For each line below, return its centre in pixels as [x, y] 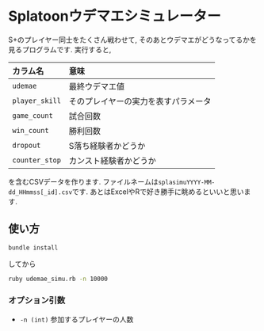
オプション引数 [37, 300]
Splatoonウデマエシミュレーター [115, 16]
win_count [31, 130]
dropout [27, 145]
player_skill [37, 101]
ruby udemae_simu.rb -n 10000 [58, 279]
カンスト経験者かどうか [112, 161]
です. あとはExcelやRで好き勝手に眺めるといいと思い [158, 192]
